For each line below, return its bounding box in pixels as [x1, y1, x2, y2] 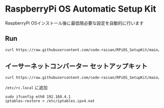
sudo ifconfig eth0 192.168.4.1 [5, 94, 71, 99]
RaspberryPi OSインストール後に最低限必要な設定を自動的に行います [5, 20, 144, 26]
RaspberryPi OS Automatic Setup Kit [5, 3, 156, 15]
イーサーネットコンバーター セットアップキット [5, 62, 148, 71]
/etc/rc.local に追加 [5, 85, 48, 90]
